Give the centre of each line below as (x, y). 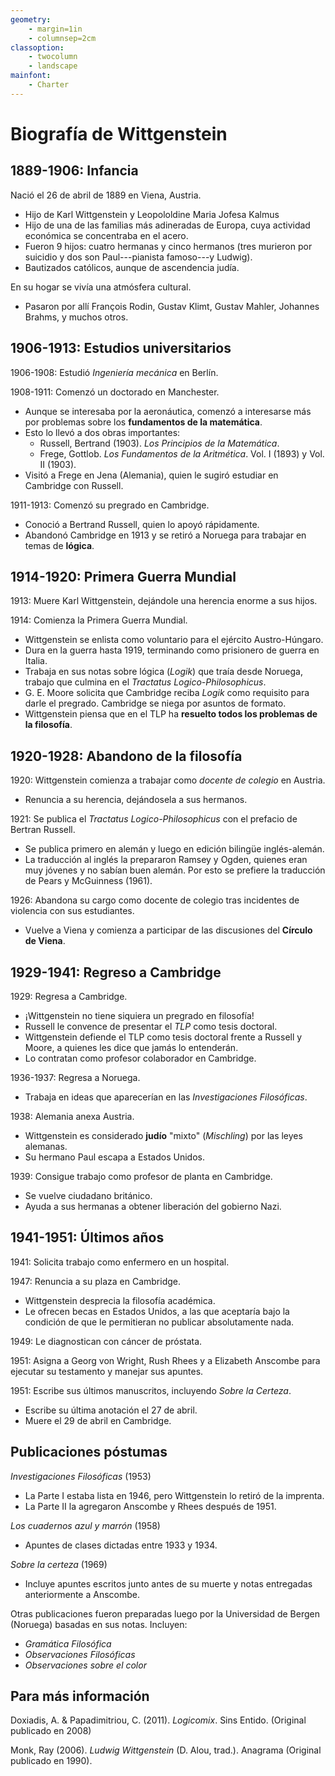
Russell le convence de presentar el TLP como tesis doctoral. (151, 1026)
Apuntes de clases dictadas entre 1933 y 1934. (121, 1545)
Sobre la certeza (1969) (59, 1564)
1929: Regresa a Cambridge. (69, 996)
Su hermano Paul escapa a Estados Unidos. (114, 1157)
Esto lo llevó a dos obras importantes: (102, 432)
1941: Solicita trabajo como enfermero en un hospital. (120, 1262)
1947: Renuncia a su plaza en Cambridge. (96, 1281)
